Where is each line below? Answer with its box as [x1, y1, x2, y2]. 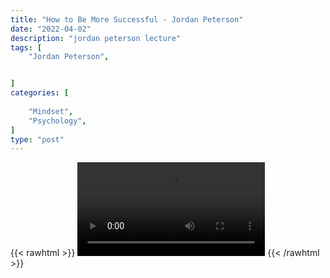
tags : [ [10, 42, 43, 53]
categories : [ [10, 88, 70, 98]
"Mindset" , [28, 106, 74, 116]
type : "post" [10, 134, 65, 145]
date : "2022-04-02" [10, 24, 92, 34]
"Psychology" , [28, 116, 87, 126]
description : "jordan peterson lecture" [10, 33, 182, 43]
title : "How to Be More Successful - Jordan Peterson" [10, 14, 244, 25]
